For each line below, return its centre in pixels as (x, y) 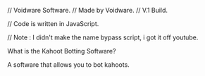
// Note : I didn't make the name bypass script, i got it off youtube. (103, 37)
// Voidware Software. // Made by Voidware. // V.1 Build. (87, 10)
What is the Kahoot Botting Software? (62, 51)
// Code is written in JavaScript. (53, 24)
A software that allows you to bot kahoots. (69, 65)
